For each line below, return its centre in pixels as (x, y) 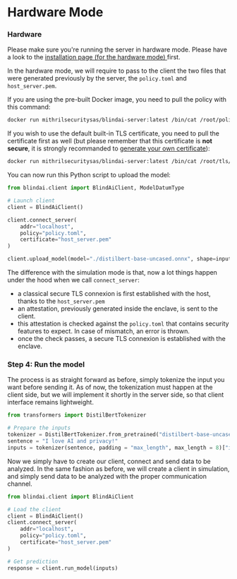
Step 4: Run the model (46, 364)
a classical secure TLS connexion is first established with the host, (114, 294)
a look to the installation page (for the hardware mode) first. (94, 57)
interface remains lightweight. (50, 402)
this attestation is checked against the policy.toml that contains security (123, 324)
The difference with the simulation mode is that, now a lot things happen (112, 273)
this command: (29, 107)
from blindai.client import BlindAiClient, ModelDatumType (96, 188)
